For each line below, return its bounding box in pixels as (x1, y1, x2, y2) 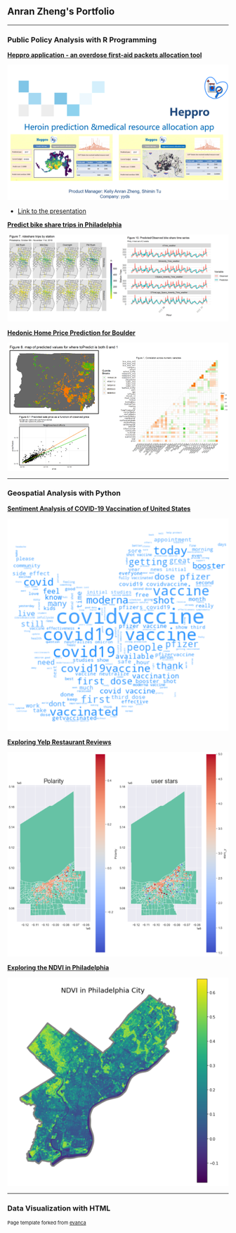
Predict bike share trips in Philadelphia (7, 221, 122, 229)
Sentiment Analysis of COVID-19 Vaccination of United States (7, 504, 191, 513)
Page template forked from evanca (7, 1220, 86, 1227)
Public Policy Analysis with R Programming (7, 34, 157, 44)
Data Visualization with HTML (7, 1203, 111, 1213)
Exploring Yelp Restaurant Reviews (7, 738, 112, 746)
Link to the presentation (17, 207, 86, 215)
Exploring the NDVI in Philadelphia (7, 964, 110, 972)
